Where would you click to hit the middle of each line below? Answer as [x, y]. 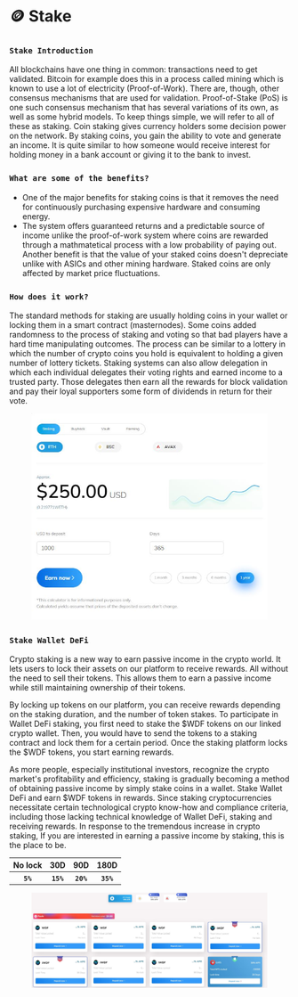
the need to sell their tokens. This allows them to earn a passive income [140, 678]
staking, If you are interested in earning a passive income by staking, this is [147, 836]
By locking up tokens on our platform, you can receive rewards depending [145, 705]
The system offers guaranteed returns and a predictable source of [143, 225]
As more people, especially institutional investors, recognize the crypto [139, 770]
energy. [36, 216]
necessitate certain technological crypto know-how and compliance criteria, [149, 807]
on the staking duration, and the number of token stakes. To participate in [144, 715]
